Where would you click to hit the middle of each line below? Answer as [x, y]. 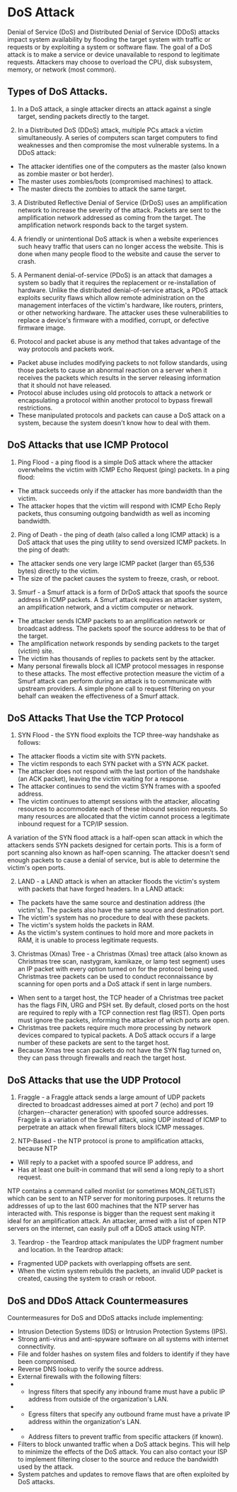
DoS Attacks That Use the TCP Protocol [96, 718]
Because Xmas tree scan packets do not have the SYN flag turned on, [119, 1051]
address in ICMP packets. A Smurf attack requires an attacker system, [120, 599]
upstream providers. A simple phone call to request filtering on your [116, 688]
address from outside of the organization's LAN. [98, 1399]
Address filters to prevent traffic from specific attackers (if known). [126, 1436]
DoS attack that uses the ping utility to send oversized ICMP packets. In [122, 542]
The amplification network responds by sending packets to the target [118, 643]
